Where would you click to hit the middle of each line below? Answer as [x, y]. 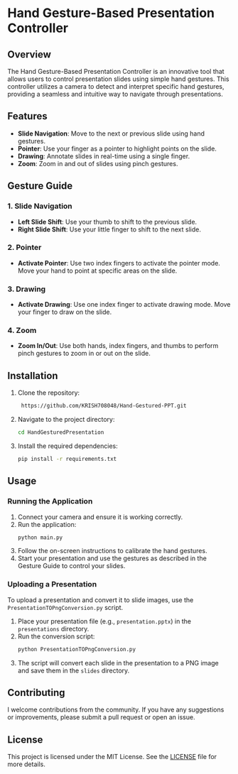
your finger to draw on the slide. [65, 312]
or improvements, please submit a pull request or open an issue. [101, 717]
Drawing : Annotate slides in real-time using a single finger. [104, 156]
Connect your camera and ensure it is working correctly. [100, 517]
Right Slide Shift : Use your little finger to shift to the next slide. [109, 229]
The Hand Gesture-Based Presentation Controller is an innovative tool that [116, 71]
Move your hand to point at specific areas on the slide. [97, 271]
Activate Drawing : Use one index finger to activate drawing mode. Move [124, 305]
